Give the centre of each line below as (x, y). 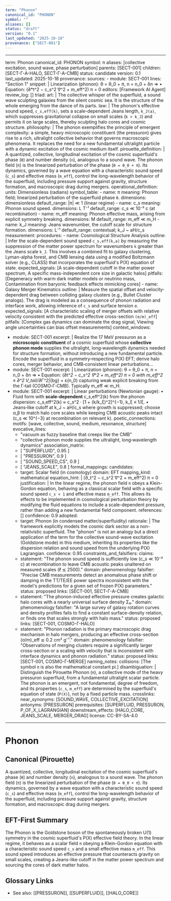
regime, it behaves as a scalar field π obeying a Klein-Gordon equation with (84, 843)
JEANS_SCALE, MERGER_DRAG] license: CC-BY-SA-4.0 (79, 715)
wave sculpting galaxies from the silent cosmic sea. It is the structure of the (84, 100)
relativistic (31, 532)
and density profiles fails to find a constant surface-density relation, (91, 613)
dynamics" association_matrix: (52, 445)
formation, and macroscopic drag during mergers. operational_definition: (81, 187)
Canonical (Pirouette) (40, 759)
